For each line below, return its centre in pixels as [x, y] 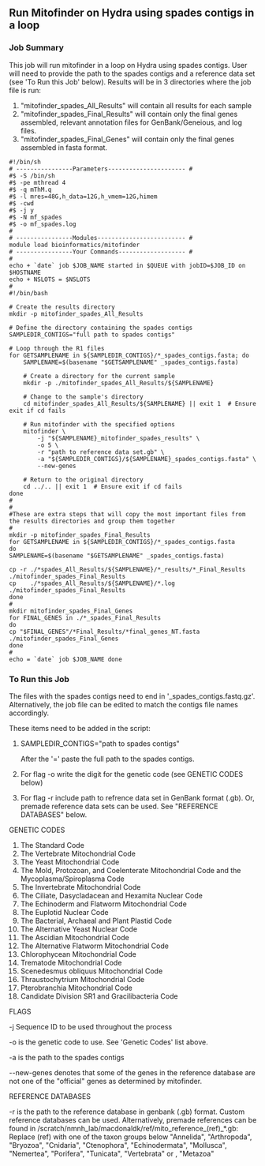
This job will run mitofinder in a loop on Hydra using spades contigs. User [128, 65]
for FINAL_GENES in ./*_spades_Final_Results [85, 618]
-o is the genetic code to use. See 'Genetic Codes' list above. [108, 1042]
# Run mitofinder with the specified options [99, 424]
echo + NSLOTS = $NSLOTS [50, 279]
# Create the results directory [62, 307]
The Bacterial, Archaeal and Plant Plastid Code [96, 920]
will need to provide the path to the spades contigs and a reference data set [132, 73]
